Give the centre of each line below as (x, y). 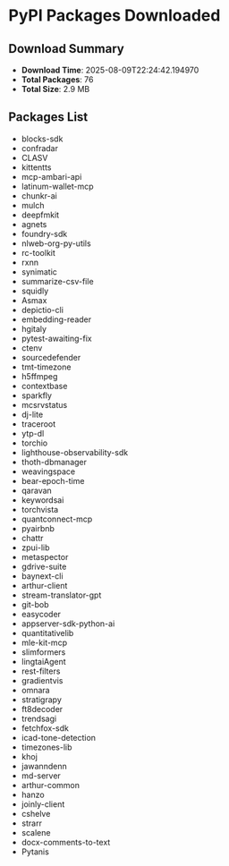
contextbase (44, 386)
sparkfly (37, 395)
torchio (34, 443)
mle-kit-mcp (44, 642)
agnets (34, 224)
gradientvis (42, 680)
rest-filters (41, 671)
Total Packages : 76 (57, 80)
